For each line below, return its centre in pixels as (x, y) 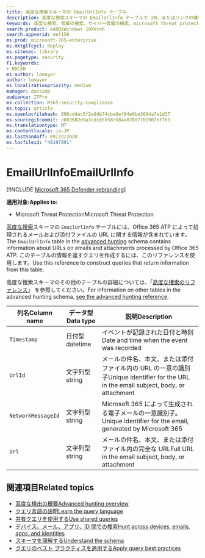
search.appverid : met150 (38, 35)
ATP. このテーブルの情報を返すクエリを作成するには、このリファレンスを (98, 255)
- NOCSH (16, 69)
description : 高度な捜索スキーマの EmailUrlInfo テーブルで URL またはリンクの (100, 18)
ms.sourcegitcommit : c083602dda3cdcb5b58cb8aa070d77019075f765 (88, 120)
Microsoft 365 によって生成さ (144, 404)
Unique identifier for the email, (145, 421)
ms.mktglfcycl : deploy (35, 46)
